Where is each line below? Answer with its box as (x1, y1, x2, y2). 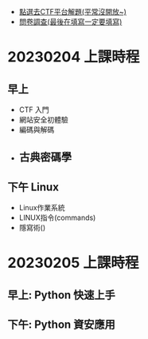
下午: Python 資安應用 (7, 318, 116, 332)
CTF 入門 (18, 105, 49, 114)
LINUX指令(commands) (18, 213, 96, 222)
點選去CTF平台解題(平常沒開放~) (18, 7, 127, 16)
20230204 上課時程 (7, 48, 140, 66)
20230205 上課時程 (7, 254, 139, 272)
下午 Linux (7, 180, 59, 193)
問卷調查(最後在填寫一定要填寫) (18, 17, 123, 26)
